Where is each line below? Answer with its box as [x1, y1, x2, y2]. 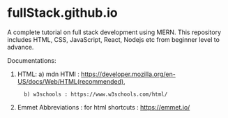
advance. [7, 43, 34, 51]
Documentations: [7, 56, 57, 64]
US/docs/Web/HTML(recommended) [17, 77, 124, 85]
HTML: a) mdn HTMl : [17, 70, 80, 78]
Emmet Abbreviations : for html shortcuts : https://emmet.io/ [17, 103, 190, 111]
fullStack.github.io [7, 5, 119, 21]
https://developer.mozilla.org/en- [81, 70, 176, 78]
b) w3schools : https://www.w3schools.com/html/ [24, 91, 168, 98]
